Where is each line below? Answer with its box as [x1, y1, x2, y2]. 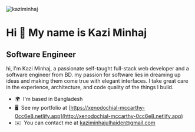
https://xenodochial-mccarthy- [70, 104, 146, 111]
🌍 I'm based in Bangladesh [14, 96, 83, 102]
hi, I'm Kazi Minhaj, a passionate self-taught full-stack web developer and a [6, 65, 190, 72]
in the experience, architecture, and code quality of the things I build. [6, 84, 174, 90]
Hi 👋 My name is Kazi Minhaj [6, 26, 147, 39]
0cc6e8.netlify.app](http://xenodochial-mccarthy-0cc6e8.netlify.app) [14, 113, 184, 120]
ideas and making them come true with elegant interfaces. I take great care [6, 77, 189, 84]
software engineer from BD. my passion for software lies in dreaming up [6, 71, 181, 78]
